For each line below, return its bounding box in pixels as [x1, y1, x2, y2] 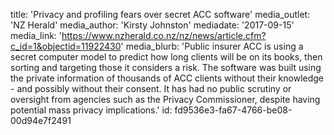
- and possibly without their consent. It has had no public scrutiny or [10, 83, 292, 94]
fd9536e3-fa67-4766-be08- [174, 104, 293, 116]
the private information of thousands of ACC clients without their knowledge [10, 72, 325, 84]
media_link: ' [10, 30, 63, 41]
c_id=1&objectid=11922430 [10, 40, 122, 52]
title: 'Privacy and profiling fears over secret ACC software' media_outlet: [10, 9, 311, 20]
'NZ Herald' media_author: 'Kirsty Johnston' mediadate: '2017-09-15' [10, 19, 295, 31]
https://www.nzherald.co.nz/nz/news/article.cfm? [61, 30, 267, 41]
